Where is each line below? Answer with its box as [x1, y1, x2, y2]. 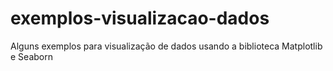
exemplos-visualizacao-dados [10, 7, 270, 30]
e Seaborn [10, 50, 53, 62]
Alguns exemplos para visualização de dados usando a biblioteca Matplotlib [10, 40, 323, 52]
